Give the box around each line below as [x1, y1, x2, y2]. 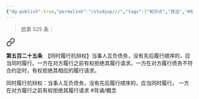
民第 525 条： [20, 25, 54, 32]
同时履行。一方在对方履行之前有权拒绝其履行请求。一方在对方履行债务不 [11, 60, 188, 67]
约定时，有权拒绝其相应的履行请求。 [11, 67, 99, 74]
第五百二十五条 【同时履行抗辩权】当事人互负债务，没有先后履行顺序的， [6, 52, 185, 59]
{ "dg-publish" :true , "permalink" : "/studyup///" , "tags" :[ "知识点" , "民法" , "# [6, 8, 191, 15]
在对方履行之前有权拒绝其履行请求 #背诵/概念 [6, 87, 117, 94]
